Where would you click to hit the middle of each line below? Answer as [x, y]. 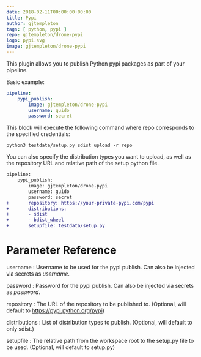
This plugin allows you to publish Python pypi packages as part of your [96, 63]
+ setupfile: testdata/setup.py [56, 226]
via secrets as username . [38, 274]
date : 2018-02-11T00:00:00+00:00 [49, 12]
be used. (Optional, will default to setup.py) [60, 347]
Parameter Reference [62, 250]
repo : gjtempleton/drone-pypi [45, 35]
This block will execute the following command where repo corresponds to [100, 128]
